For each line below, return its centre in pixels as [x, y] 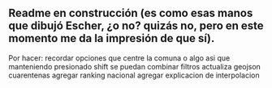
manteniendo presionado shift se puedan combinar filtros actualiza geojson [135, 66]
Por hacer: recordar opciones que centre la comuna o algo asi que [119, 58]
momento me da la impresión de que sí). [112, 38]
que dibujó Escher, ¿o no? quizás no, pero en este [136, 26]
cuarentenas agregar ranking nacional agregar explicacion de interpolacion [134, 75]
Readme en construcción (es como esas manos [131, 13]
